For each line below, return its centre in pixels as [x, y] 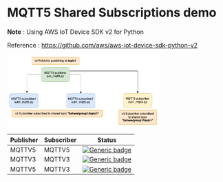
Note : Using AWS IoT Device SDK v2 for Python [76, 32]
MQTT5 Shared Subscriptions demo [112, 13]
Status [107, 140]
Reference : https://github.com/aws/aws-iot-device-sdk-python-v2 [103, 45]
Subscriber [60, 140]
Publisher [24, 140]
